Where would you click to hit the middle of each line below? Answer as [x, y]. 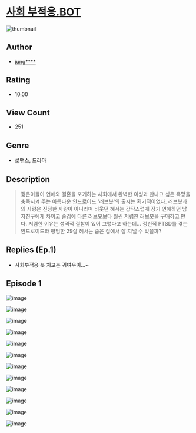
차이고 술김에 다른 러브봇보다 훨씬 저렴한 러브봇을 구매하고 [113, 216]
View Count [28, 113]
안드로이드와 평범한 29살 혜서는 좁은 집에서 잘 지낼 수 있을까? [91, 231]
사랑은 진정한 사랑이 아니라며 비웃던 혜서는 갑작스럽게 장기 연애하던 [104, 209]
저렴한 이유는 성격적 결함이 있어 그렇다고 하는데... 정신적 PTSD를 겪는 [108, 224]
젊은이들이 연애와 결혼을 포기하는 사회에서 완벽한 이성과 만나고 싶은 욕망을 [105, 194]
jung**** [25, 61]
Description [28, 179]
